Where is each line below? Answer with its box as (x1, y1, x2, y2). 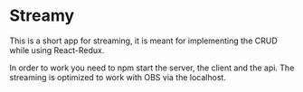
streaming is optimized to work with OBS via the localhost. (9, 71, 226, 82)
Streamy (9, 5, 75, 26)
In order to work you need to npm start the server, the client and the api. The (9, 62, 295, 73)
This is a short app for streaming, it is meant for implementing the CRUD (9, 35, 278, 46)
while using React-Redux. (9, 44, 105, 55)
